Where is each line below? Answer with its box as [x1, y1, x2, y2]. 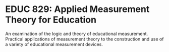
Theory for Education [5, 14, 97, 25]
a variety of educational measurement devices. [5, 41, 103, 47]
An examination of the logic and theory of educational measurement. [5, 30, 148, 36]
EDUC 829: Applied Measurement [5, 3, 150, 15]
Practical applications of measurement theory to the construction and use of [5, 36, 164, 42]
